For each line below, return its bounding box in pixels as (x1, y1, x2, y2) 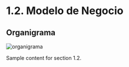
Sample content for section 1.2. (6, 55, 82, 61)
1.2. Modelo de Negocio (6, 4, 124, 18)
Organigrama (6, 28, 56, 38)
